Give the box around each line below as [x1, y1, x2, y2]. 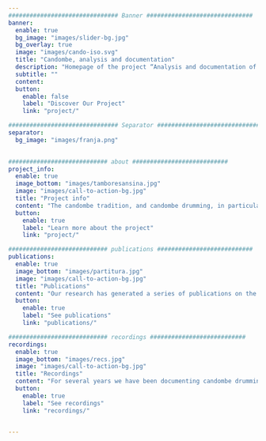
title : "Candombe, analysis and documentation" [15, 56, 176, 64]
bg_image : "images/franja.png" [15, 136, 119, 144]
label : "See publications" [22, 311, 112, 320]
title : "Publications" [15, 282, 90, 290]
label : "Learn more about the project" [22, 224, 154, 232]
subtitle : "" [15, 70, 59, 78]
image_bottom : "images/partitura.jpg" [15, 267, 144, 275]
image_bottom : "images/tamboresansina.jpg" [15, 179, 161, 188]
